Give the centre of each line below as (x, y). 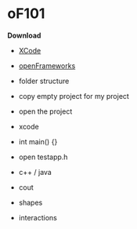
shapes (31, 202)
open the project (45, 111)
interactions (38, 217)
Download (24, 35)
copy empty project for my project (74, 96)
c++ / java (35, 172)
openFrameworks (47, 65)
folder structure (44, 81)
